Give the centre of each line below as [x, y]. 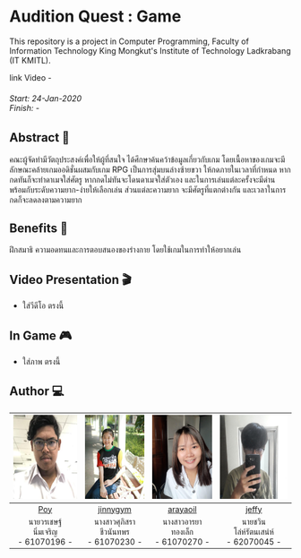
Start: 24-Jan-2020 [46, 98]
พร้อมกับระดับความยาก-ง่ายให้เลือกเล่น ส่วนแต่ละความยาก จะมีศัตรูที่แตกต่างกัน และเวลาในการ [148, 189]
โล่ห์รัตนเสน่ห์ [254, 531]
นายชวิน [254, 521]
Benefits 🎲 [39, 228]
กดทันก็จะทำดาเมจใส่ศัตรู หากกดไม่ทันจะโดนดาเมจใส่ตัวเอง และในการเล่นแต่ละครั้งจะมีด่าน [142, 179]
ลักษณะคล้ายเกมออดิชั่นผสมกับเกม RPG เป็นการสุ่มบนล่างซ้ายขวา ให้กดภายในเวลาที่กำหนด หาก [150, 169]
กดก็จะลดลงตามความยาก [46, 200]
